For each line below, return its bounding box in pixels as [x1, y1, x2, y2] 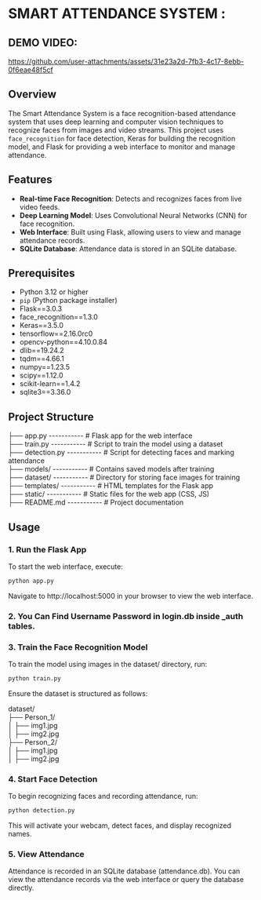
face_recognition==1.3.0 [19, 312, 98, 322]
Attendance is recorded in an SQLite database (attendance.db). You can [8, 866, 241, 876]
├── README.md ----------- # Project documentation [8, 497, 184, 507]
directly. [8, 884, 34, 893]
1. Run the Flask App [8, 544, 87, 555]
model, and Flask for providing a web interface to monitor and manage [8, 142, 236, 151]
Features [8, 173, 53, 187]
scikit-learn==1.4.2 [19, 379, 81, 388]
